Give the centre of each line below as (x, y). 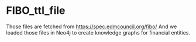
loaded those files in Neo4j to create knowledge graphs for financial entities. (98, 32)
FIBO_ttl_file (36, 11)
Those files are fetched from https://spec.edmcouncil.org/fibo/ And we (92, 26)
